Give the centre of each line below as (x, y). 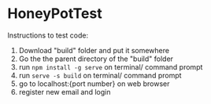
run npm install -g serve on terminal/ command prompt (111, 66)
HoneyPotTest (55, 14)
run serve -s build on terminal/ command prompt (100, 75)
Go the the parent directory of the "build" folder (96, 59)
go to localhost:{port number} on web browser (94, 84)
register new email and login (65, 91)
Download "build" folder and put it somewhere (94, 50)
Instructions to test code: (48, 35)
